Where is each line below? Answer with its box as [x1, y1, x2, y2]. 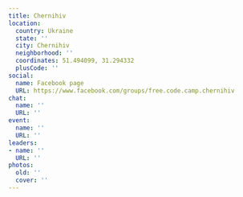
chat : [8, 94, 26, 102]
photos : [8, 162, 34, 170]
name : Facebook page [15, 79, 84, 87]
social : [8, 72, 34, 80]
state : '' [15, 34, 48, 43]
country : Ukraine [15, 27, 74, 35]
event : [8, 117, 30, 125]
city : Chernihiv [15, 42, 70, 50]
